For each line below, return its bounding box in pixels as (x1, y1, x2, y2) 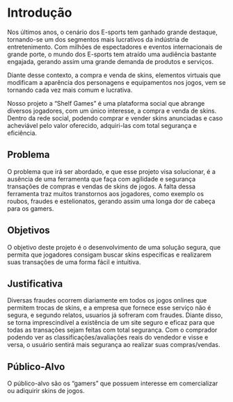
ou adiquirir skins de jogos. (7, 387, 85, 395)
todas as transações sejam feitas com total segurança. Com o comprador (7, 325, 218, 335)
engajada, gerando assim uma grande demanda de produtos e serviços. (7, 57, 214, 65)
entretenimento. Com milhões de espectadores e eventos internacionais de (7, 42, 223, 51)
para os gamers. (7, 204, 54, 213)
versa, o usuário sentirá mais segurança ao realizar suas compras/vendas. (7, 341, 220, 349)
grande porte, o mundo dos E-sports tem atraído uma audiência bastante (7, 50, 217, 58)
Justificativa (7, 278, 63, 289)
